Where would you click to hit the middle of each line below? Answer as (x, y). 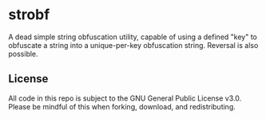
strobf (29, 15)
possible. (23, 54)
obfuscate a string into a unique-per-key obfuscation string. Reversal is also (133, 45)
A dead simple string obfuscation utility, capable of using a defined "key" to (133, 37)
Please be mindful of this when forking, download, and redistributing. (122, 106)
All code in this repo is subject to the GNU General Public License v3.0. (125, 98)
